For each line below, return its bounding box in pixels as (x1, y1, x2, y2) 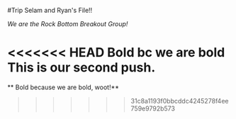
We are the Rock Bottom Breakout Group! (7, 20, 128, 28)
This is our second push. (7, 59, 156, 76)
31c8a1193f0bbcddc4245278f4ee (130, 96, 229, 105)
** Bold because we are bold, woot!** (7, 83, 119, 91)
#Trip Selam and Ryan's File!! (7, 6, 93, 14)
